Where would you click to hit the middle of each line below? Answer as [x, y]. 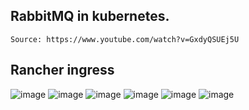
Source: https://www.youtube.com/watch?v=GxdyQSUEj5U [125, 39]
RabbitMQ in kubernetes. [90, 16]
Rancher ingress [62, 70]
